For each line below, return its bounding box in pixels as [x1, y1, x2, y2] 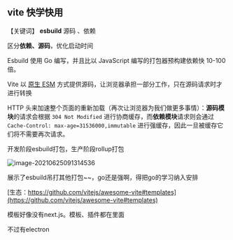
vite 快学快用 [7, 6, 64, 19]
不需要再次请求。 [19, 129, 69, 138]
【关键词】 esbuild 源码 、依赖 [7, 27, 96, 35]
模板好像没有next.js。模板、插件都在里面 [7, 210, 125, 218]
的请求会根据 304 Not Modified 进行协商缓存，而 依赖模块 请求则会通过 [13, 112, 215, 120]
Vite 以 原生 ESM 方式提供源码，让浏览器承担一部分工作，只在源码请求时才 [7, 80, 223, 88]
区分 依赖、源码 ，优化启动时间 [7, 41, 93, 50]
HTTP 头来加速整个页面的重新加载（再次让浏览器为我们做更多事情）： [7, 104, 206, 112]
